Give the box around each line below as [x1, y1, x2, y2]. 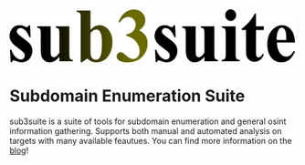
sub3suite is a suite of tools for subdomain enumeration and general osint [9, 116, 287, 127]
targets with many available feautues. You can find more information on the [9, 136, 292, 147]
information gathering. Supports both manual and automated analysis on [9, 126, 282, 137]
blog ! [9, 145, 29, 156]
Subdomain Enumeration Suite [9, 86, 246, 107]
